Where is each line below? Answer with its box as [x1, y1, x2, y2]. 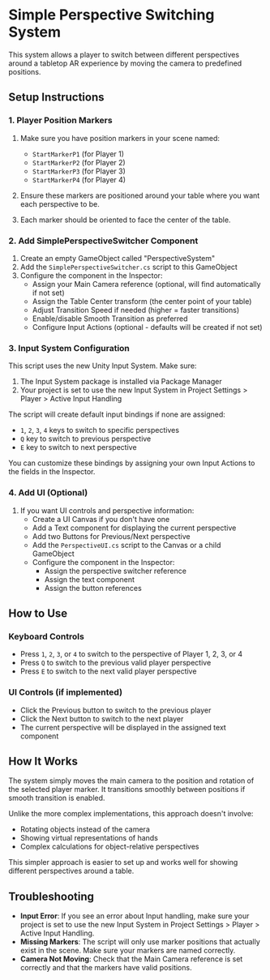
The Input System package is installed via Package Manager [19, 377, 222, 387]
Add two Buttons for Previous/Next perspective [32, 531, 191, 541]
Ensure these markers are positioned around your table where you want [19, 190, 260, 200]
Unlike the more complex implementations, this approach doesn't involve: [8, 809, 254, 819]
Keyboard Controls [8, 631, 85, 642]
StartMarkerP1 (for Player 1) [32, 148, 124, 159]
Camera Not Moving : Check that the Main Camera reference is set [19, 954, 243, 964]
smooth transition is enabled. [8, 793, 105, 803]
